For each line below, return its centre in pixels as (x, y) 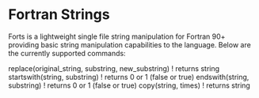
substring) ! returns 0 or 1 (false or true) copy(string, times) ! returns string (129, 85)
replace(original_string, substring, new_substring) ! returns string (114, 68)
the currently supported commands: (67, 53)
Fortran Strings (59, 15)
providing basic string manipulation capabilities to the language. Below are (129, 44)
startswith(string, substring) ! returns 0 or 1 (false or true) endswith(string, (129, 77)
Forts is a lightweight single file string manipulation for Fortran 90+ (117, 36)
